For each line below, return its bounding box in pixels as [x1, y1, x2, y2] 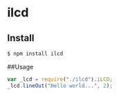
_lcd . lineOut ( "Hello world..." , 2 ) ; [7, 82, 113, 89]
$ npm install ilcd [7, 50, 64, 57]
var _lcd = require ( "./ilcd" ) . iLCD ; [7, 75, 113, 83]
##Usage [7, 62, 34, 71]
